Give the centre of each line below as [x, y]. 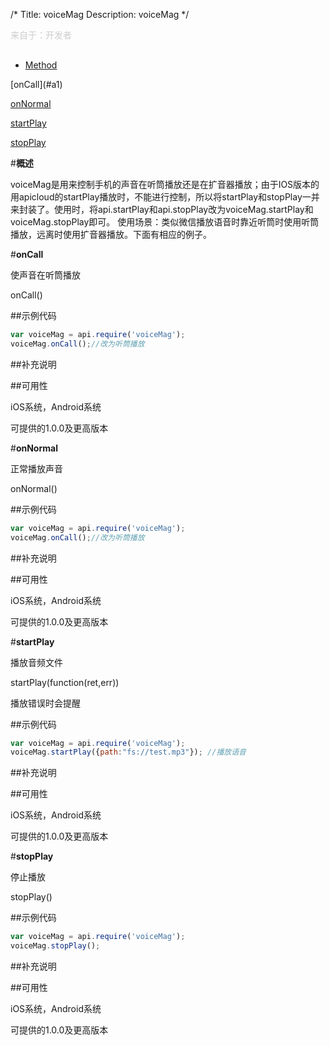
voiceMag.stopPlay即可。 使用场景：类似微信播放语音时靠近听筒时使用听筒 [165, 222]
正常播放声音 [36, 468]
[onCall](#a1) [36, 84]
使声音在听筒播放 [45, 275]
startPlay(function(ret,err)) [65, 682]
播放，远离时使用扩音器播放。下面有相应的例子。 [111, 234]
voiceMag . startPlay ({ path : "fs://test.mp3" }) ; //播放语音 [128, 752]
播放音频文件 [36, 662]
